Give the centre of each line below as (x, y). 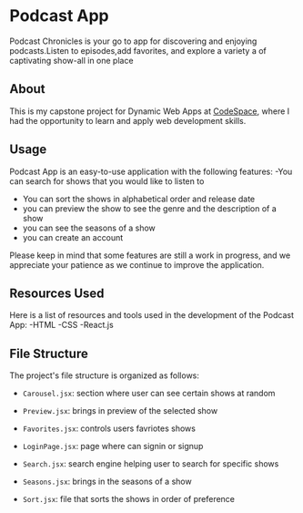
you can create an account (73, 237)
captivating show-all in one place (71, 60)
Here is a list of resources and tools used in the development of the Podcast (151, 315)
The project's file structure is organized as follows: (105, 375)
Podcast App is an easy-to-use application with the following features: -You (151, 171)
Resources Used (57, 293)
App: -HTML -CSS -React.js (61, 325)
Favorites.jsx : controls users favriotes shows (109, 428)
